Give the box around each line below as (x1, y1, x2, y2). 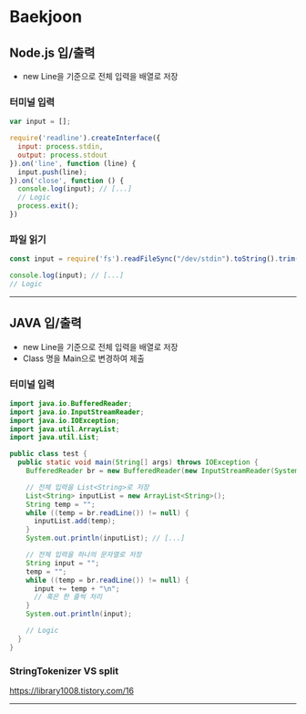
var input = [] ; (9, 117, 71, 127)
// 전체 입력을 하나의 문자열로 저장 (25, 550, 142, 560)
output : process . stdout (17, 150, 107, 160)
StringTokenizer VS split (9, 664, 119, 677)
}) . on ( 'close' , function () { (9, 176, 125, 185)
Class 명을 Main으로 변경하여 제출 (22, 353, 145, 364)
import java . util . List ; (9, 433, 100, 442)
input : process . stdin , (17, 142, 104, 151)
